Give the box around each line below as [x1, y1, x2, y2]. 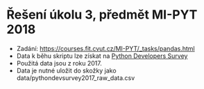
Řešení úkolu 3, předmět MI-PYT [6, 7, 198, 23]
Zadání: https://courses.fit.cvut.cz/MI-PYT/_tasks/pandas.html [16, 44, 195, 52]
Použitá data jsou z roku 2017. [16, 59, 102, 67]
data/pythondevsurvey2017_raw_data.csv [16, 73, 135, 82]
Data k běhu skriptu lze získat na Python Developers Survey [16, 52, 188, 60]
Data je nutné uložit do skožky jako [16, 66, 117, 75]
